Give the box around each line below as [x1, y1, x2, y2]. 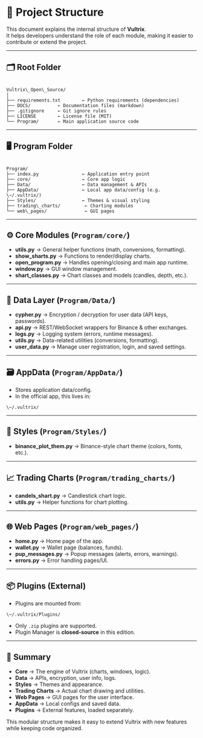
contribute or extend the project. [6, 38, 88, 45]
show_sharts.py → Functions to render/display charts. [14, 252, 152, 260]
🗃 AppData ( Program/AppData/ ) [6, 367, 123, 377]
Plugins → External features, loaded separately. [14, 707, 134, 714]
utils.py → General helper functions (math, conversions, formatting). [14, 246, 186, 253]
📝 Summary [6, 651, 51, 662]
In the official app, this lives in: [14, 393, 91, 400]
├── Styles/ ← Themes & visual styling [6, 197, 150, 203]
